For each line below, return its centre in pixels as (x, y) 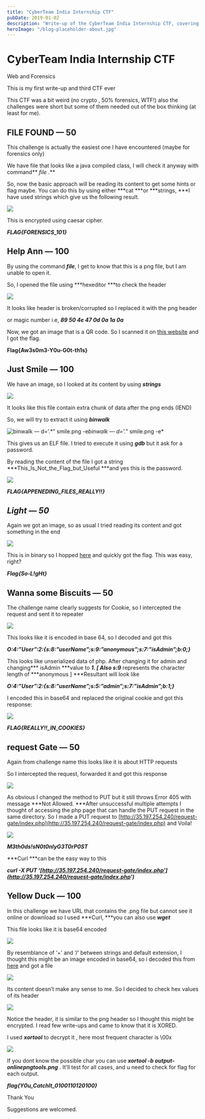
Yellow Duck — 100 (44, 896)
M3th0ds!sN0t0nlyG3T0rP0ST (47, 847)
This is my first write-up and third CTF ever (61, 88)
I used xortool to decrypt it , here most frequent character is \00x (89, 1037)
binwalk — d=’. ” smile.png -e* (126, 431)
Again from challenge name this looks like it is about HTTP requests (92, 762)
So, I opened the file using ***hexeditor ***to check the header (87, 284)
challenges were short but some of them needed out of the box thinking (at (102, 107)
